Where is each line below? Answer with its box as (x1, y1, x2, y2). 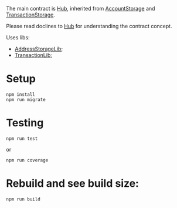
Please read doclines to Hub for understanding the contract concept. (6, 23, 172, 29)
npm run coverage (6, 157, 49, 163)
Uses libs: (6, 34, 30, 41)
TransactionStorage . (6, 11, 56, 18)
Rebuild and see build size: (6, 177, 139, 190)
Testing (6, 116, 44, 130)
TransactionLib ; (14, 52, 53, 58)
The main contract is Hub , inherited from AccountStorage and (6, 5, 155, 12)
